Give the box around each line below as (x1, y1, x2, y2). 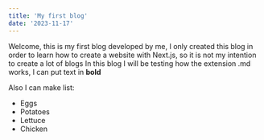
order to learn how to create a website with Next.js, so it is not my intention (8, 50, 257, 60)
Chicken (19, 124, 48, 134)
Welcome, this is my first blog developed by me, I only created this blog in (8, 41, 254, 51)
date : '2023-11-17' (8, 19, 74, 27)
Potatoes (19, 106, 50, 117)
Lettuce (19, 115, 46, 125)
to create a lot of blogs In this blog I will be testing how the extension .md (8, 58, 251, 68)
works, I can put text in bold (8, 67, 101, 76)
